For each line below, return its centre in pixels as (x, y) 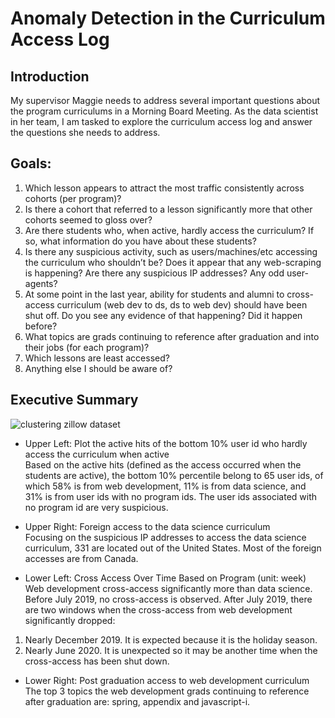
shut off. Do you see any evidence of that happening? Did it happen (163, 315)
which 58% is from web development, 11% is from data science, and (165, 486)
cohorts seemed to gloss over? (88, 219)
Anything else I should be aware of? (98, 368)
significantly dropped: (70, 620)
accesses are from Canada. (81, 558)
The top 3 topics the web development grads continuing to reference (167, 691)
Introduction (50, 76)
